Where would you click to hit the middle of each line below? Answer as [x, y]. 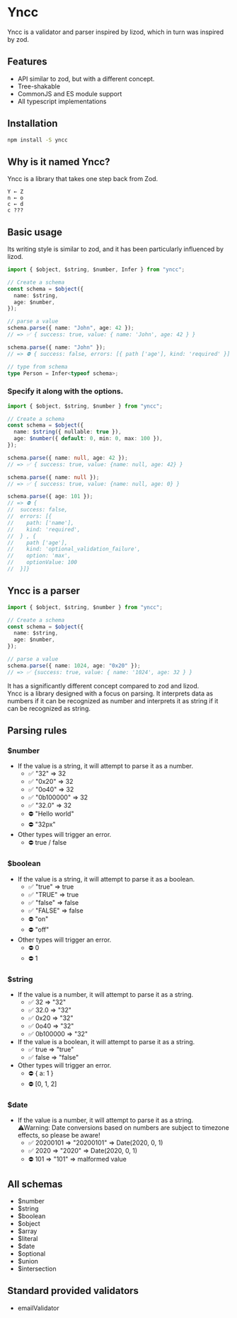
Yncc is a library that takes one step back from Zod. [83, 179]
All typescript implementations [62, 101]
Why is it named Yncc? [59, 162]
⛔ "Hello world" [51, 814]
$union [28, 1261]
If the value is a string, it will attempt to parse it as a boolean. [106, 879]
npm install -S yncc [38, 140]
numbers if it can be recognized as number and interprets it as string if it [113, 700]
